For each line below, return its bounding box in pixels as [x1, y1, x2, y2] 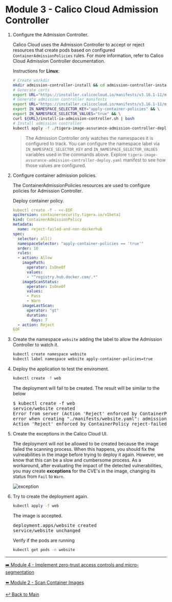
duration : [26, 313, 48, 318]
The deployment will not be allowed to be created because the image [12, 441, 159, 447]
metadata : [12, 222, 34, 227]
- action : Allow [17, 256, 52, 261]
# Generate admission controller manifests [12, 97, 107, 102]
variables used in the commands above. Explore [25, 151, 127, 157]
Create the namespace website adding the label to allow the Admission [12, 336, 162, 342]
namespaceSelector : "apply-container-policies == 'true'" [17, 241, 144, 246]
